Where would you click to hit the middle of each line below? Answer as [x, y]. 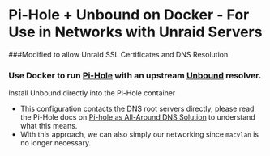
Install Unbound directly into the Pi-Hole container [92, 93]
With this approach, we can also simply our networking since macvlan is [139, 134]
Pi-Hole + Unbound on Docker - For [129, 15]
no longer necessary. [56, 143]
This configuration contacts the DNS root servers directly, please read [137, 109]
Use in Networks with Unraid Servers [135, 32]
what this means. [49, 126]
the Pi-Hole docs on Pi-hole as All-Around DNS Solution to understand [137, 117]
